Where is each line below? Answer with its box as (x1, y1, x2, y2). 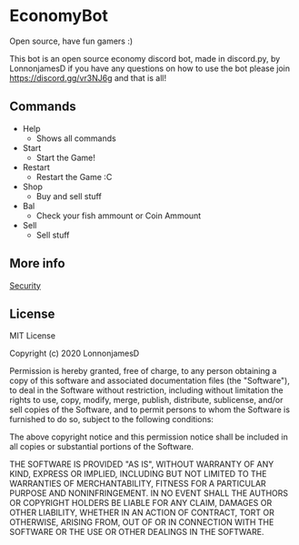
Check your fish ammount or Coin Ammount (35, 210, 202, 221)
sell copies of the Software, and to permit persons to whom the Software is (9, 404, 291, 415)
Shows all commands (35, 133, 116, 144)
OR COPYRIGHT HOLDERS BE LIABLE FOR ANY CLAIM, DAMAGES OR (9, 498, 273, 509)
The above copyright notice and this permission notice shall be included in (9, 431, 288, 442)
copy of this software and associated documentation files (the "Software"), (9, 375, 291, 387)
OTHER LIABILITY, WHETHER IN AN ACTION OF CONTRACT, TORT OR (9, 507, 274, 519)
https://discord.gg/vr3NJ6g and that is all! (9, 72, 166, 83)
